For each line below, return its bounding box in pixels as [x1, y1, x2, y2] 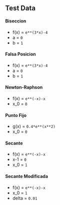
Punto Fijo [5, 112, 26, 118]
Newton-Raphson [5, 84, 43, 90]
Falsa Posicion [5, 51, 36, 57]
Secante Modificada [5, 173, 48, 179]
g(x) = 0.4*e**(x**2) [12, 123, 56, 129]
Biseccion [5, 17, 26, 24]
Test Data [5, 4, 36, 12]
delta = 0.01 [12, 195, 37, 201]
